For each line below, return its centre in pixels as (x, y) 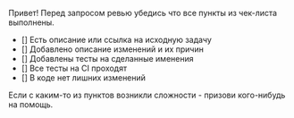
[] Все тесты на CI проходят (74, 68)
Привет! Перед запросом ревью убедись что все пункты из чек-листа (143, 13)
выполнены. (31, 22)
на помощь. (31, 105)
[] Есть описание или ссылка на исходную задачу (116, 40)
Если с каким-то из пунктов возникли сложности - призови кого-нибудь (147, 95)
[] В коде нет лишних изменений (84, 78)
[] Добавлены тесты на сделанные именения (107, 59)
